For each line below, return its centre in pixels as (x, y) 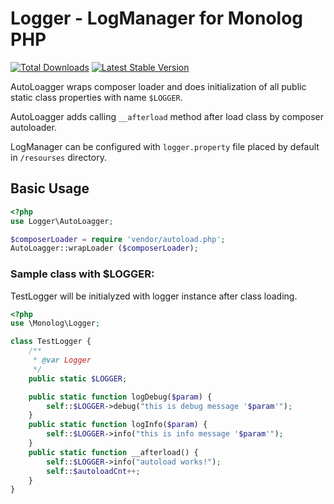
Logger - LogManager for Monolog (157, 18)
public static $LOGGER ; (78, 378)
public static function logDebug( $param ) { (120, 397)
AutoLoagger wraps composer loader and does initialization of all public (158, 86)
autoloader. (33, 127)
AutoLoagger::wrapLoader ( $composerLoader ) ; (104, 248)
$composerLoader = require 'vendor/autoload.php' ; (118, 239)
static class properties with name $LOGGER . (96, 97)
